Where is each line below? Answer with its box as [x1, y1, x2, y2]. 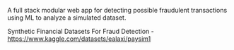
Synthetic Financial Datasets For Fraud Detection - [7, 27, 154, 35]
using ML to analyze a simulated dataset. [7, 13, 127, 22]
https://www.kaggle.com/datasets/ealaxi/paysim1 [7, 35, 151, 43]
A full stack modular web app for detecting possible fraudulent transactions [7, 6, 228, 14]
